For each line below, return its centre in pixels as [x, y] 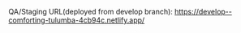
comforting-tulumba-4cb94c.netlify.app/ [77, 20]
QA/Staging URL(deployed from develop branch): [90, 12]
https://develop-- [203, 12]
